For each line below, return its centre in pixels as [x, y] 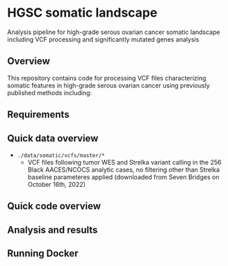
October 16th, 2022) [56, 184]
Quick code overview [54, 206]
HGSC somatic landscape [82, 13]
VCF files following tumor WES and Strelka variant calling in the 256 [124, 162]
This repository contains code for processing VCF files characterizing [107, 78]
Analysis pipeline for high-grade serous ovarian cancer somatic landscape [114, 32]
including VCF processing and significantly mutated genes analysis [103, 39]
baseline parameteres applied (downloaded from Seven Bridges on [123, 177]
